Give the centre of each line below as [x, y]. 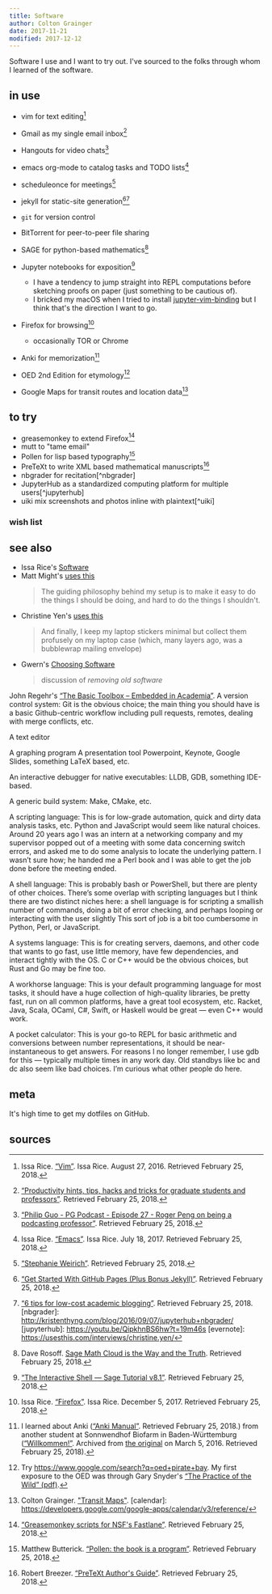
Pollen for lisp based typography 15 [78, 456]
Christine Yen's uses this [62, 616]
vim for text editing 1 [54, 116]
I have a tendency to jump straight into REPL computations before [142, 282]
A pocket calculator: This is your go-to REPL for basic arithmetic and [123, 1034]
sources [30, 1139]
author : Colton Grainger [51, 23]
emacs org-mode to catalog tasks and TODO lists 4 [105, 167]
